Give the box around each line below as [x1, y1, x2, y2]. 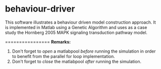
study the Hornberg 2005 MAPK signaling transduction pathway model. [5, 29, 147, 35]
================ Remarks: [5, 39, 71, 44]
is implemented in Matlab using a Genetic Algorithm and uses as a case [5, 24, 147, 30]
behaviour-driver [5, 3, 75, 14]
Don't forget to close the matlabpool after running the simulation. [12, 58, 142, 64]
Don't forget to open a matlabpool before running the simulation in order [12, 48, 156, 54]
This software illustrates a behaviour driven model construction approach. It [5, 19, 156, 25]
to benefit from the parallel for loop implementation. [12, 53, 115, 59]
